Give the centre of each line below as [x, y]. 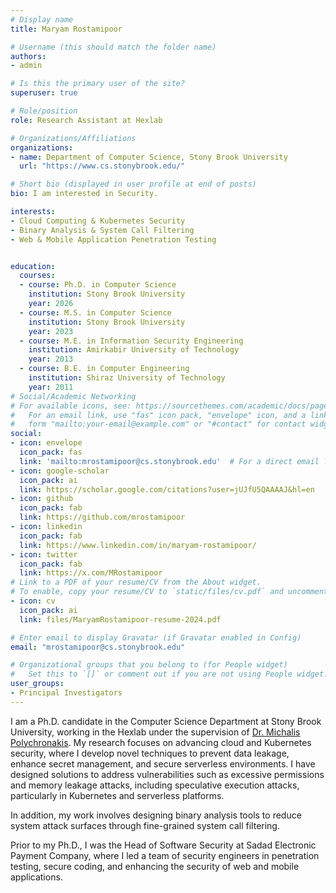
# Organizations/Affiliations [73, 138]
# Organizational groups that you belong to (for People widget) [149, 665]
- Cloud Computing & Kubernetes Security [98, 221]
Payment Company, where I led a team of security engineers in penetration [165, 855]
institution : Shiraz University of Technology [127, 378]
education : [33, 266]
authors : [28, 56]
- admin [26, 66]
